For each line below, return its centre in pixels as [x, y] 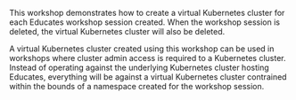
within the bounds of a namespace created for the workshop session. [137, 86]
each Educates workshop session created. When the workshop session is [145, 22]
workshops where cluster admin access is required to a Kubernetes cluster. [148, 58]
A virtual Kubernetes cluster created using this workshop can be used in [142, 49]
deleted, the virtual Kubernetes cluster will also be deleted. [117, 31]
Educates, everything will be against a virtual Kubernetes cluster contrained [148, 77]
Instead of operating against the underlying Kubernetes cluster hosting [139, 67]
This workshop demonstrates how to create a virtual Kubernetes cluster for [147, 13]
